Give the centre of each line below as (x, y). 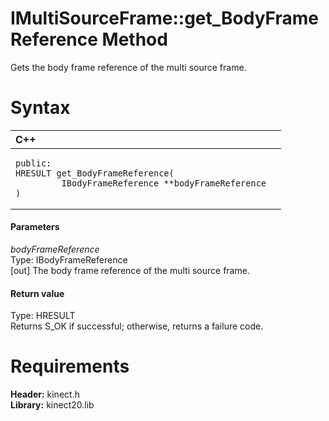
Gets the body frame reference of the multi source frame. (128, 67)
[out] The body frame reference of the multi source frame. (130, 271)
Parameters (35, 227)
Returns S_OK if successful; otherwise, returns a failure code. (137, 326)
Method (134, 39)
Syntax (40, 108)
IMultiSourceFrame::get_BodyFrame (164, 18)
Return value (37, 293)
